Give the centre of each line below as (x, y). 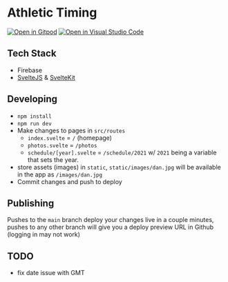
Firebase (30, 70)
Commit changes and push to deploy (69, 181)
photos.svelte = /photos (62, 145)
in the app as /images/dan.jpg (59, 174)
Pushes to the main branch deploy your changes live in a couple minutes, (111, 220)
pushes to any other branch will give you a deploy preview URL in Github (111, 227)
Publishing (31, 203)
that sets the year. (53, 159)
